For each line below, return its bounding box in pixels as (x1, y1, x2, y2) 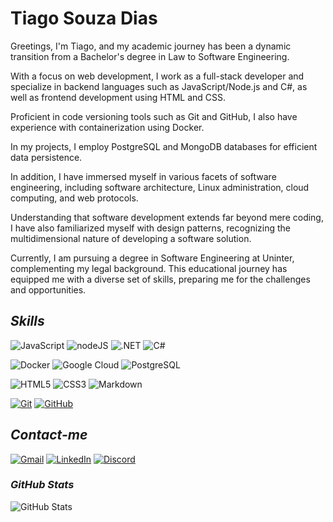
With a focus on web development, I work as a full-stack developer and (10, 70, 305, 82)
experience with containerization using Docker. (10, 121, 205, 133)
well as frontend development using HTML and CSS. (10, 91, 226, 103)
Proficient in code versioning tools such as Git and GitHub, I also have (10, 110, 298, 122)
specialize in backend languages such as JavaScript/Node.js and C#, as (10, 80, 308, 92)
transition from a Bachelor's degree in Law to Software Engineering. (10, 50, 290, 62)
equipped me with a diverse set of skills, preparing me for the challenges (10, 273, 311, 285)
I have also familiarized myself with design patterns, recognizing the (10, 222, 292, 234)
